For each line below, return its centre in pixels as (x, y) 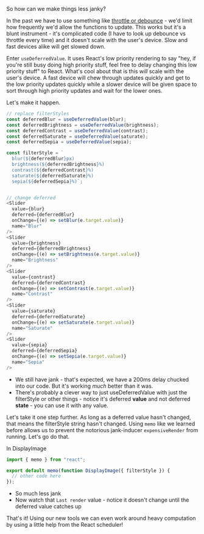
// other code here (37, 476)
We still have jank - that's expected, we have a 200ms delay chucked (102, 379)
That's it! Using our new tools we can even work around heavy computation (101, 518)
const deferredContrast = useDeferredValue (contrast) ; (77, 130)
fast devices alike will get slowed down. (56, 46)
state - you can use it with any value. (62, 405)
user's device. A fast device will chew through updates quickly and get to (98, 78)
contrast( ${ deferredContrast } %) (53, 170)
